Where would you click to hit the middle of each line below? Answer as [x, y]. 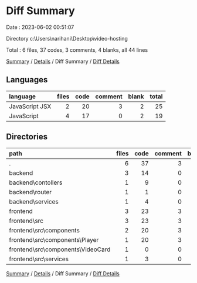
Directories [27, 137]
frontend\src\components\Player [54, 239]
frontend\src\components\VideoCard [60, 249]
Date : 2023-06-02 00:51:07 [40, 27]
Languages [27, 80]
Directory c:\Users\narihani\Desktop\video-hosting [67, 38]
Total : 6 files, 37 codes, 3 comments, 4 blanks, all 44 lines [77, 50]
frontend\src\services [39, 259]
